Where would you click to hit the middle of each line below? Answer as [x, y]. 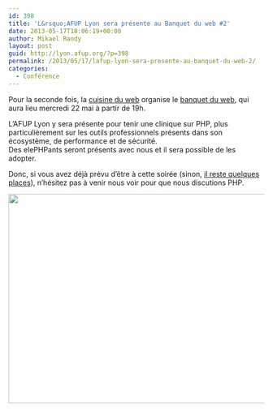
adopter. [22, 158]
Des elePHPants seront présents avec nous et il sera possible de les [122, 149]
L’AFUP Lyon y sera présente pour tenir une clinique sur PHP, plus [119, 123]
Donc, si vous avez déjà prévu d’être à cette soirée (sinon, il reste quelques [134, 174]
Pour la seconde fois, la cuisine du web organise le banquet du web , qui [129, 99]
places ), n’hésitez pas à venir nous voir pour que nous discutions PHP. [126, 182]
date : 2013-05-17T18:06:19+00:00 [65, 31]
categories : [28, 69]
